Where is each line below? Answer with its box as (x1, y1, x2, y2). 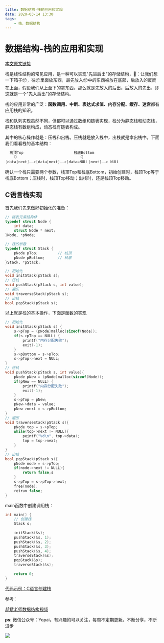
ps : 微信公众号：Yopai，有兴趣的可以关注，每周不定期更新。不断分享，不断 (5, 617, 157, 622)
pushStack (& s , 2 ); (14, 540, 51, 544)
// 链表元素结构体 (5, 214, 38, 220)
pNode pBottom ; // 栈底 (14, 255, 72, 260)
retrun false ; (14, 488, 43, 493)
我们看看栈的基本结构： (5, 141, 52, 147)
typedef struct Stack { (5, 246, 54, 251)
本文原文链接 (5, 61, 31, 67)
